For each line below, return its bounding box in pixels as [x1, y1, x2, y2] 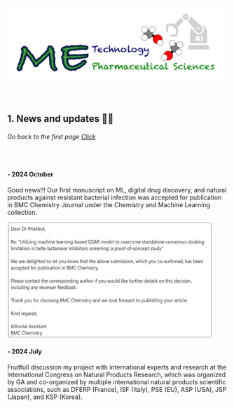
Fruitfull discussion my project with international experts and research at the [7, 363, 227, 372]
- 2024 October [7, 170, 54, 178]
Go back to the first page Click [7, 132, 96, 141]
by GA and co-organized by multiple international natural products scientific [7, 378, 226, 386]
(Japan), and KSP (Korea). [7, 393, 83, 401]
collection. [7, 208, 38, 216]
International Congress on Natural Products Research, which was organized [7, 370, 226, 379]
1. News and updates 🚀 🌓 [7, 113, 114, 125]
